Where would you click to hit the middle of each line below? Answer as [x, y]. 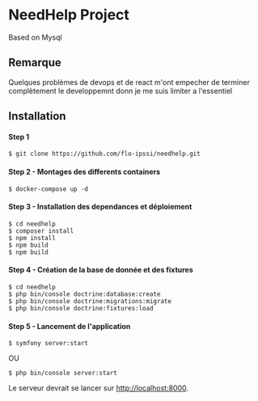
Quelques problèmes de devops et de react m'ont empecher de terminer [129, 82]
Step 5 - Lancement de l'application [70, 326]
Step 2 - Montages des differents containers [85, 171]
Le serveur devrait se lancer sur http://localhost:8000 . [98, 388]
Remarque [35, 63]
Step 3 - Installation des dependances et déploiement [100, 207]
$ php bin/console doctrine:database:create [85, 294]
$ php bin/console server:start [63, 374]
